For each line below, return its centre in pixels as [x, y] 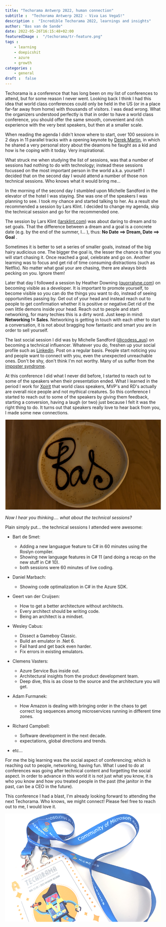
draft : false [21, 79]
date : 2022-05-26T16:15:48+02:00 [40, 32]
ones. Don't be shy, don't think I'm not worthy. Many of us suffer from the [80, 361]
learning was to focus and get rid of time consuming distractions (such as [80, 263]
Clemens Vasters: [30, 661]
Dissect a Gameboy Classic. [48, 636]
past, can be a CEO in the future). [39, 786]
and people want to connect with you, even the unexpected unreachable [79, 356]
